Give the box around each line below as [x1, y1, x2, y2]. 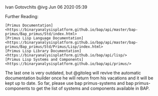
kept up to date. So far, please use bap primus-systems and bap [5, 80, 134, 86]
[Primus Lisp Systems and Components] [5, 57, 84, 62]
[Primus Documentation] [5, 23, 53, 28]
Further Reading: [5, 14, 39, 19]
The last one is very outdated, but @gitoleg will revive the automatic [5, 70, 141, 76]
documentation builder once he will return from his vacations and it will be [5, 75, 154, 81]
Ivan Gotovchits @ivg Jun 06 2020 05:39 [5, 4, 88, 10]
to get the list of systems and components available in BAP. [31, 85, 150, 91]
